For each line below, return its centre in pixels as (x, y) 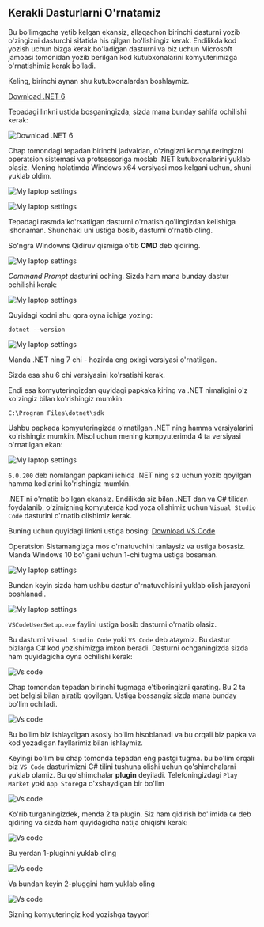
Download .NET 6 (37, 96)
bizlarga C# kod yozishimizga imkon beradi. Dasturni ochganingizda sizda (128, 648)
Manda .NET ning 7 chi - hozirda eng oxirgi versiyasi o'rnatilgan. (113, 360)
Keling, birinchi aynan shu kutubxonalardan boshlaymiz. (99, 81)
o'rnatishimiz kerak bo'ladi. (52, 66)
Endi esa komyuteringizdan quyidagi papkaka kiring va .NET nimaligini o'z (128, 390)
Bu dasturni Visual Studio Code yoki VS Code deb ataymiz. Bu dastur (119, 639)
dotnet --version (37, 330)
